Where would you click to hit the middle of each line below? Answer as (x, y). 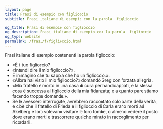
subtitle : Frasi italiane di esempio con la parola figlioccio (72, 19)
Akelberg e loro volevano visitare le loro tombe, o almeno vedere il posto (85, 111)
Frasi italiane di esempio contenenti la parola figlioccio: (60, 55)
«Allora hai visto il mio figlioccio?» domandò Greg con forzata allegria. (82, 80)
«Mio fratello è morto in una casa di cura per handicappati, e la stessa (82, 85)
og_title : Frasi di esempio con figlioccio (50, 27)
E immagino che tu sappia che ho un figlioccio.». (61, 75)
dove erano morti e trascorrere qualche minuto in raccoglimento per (80, 117)
